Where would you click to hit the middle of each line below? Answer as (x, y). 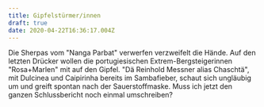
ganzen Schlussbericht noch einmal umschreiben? (90, 95)
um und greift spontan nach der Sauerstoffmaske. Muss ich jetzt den (120, 86)
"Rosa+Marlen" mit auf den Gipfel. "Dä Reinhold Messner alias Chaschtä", (129, 70)
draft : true (28, 23)
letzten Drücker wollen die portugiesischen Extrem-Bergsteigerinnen (120, 61)
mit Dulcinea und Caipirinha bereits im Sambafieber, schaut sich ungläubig (130, 78)
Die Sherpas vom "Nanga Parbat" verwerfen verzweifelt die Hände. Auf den (132, 53)
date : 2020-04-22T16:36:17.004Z (61, 30)
